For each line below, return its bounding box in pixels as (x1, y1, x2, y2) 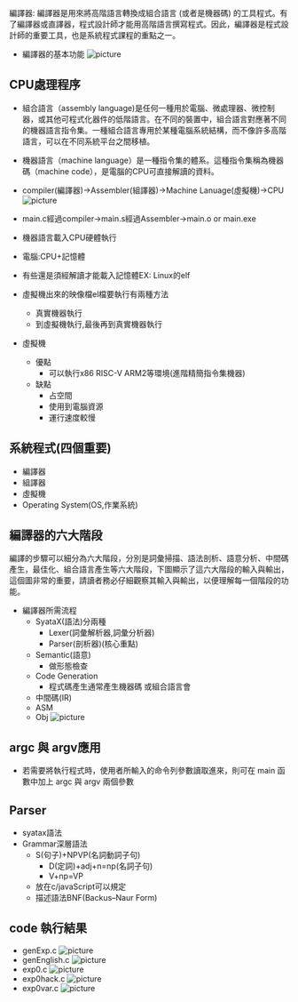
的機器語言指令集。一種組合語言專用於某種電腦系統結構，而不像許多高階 (21, 124, 286, 135)
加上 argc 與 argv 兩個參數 (37, 776, 135, 787)
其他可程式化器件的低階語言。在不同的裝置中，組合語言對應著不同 (45, 114, 286, 124)
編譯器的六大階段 (9, 528, 103, 543)
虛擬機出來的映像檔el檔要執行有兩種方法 (21, 288, 169, 300)
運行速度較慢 (48, 412, 96, 422)
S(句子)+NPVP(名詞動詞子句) (35, 850, 141, 861)
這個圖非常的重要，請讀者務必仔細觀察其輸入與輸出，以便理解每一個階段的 (9, 575, 281, 586)
